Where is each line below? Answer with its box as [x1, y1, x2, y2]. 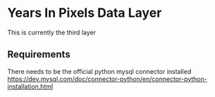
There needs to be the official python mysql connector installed [7, 67, 192, 75]
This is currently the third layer [7, 28, 97, 37]
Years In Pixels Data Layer [7, 5, 162, 21]
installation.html [7, 82, 54, 91]
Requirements [7, 48, 70, 60]
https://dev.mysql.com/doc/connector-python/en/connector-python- [7, 75, 208, 83]
